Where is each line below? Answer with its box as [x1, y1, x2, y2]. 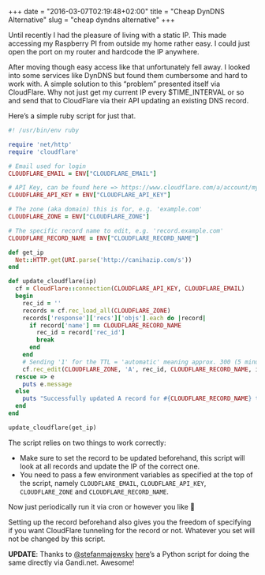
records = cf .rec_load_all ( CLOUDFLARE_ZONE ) [22, 307, 171, 315]
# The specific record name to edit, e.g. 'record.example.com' [8, 226, 224, 235]
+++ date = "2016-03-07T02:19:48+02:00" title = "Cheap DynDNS [8, 7, 225, 16]
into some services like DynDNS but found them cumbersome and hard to [8, 71, 248, 80]
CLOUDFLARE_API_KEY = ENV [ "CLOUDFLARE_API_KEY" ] [8, 191, 171, 200]
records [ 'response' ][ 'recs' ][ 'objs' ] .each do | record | [22, 314, 207, 322]
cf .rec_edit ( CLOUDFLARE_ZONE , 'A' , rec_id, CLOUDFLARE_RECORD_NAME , [22, 365, 252, 373]
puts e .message [22, 380, 73, 388]
